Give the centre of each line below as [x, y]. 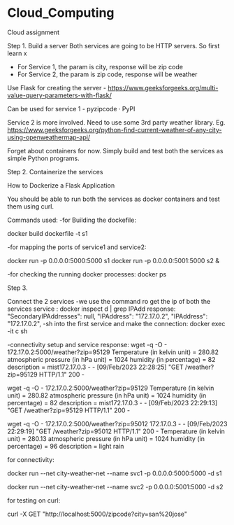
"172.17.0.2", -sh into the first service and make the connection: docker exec [116, 323]
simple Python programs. [43, 158]
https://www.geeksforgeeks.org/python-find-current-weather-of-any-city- [115, 129]
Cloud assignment [33, 32]
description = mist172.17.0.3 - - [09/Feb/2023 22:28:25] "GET [95, 367]
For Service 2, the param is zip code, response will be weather [107, 74]
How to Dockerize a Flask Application [61, 185]
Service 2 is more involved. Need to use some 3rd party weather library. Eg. [116, 122]
